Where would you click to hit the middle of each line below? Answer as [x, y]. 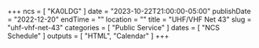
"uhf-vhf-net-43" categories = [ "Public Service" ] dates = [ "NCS [114, 27]
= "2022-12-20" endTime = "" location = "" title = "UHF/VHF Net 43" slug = [129, 19]
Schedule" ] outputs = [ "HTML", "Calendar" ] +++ [88, 36]
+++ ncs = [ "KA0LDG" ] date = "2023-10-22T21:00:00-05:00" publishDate [129, 11]
